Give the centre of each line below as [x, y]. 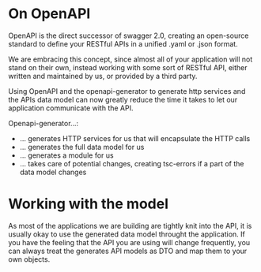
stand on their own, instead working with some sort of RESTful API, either [128, 67]
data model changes [53, 172]
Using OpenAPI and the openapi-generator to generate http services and [127, 91]
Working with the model [88, 204]
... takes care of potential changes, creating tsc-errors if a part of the [132, 163]
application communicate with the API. [71, 108]
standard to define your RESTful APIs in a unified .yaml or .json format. [123, 43]
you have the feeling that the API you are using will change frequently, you [129, 242]
